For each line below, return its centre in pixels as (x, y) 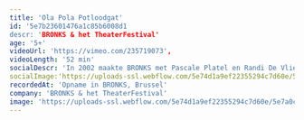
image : (22, 102)
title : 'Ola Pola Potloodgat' (66, 18)
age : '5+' (28, 43)
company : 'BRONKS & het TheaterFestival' (89, 93)
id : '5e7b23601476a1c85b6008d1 (68, 26)
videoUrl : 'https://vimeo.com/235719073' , (90, 51)
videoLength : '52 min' (52, 60)
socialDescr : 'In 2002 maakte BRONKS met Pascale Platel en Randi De (143, 69)
